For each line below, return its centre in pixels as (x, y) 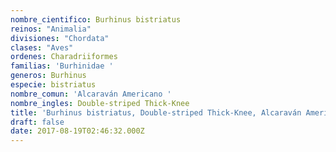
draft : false (37, 122)
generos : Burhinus (48, 76)
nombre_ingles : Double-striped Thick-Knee (100, 103)
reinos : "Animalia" (51, 29)
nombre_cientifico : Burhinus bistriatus (96, 19)
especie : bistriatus (53, 85)
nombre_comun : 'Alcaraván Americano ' (91, 94)
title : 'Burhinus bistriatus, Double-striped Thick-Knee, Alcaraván (156, 112)
